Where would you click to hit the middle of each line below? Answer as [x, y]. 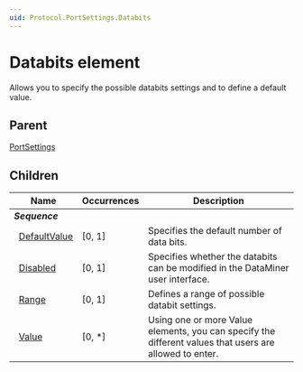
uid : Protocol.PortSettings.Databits [80, 18]
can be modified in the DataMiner [218, 268]
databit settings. [182, 305]
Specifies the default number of [215, 231]
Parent [28, 125]
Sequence [36, 216]
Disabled [37, 268]
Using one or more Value [200, 320]
